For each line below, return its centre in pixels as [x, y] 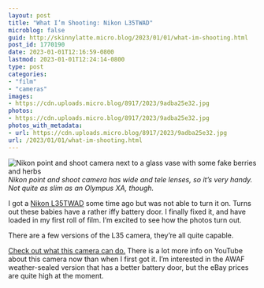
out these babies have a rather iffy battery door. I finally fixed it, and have [127, 211]
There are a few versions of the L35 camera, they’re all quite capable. [121, 235]
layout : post [30, 15]
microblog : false [37, 30]
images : [21, 96]
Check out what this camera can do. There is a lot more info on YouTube [125, 250]
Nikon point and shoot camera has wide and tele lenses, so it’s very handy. [130, 179]
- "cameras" [28, 89]
